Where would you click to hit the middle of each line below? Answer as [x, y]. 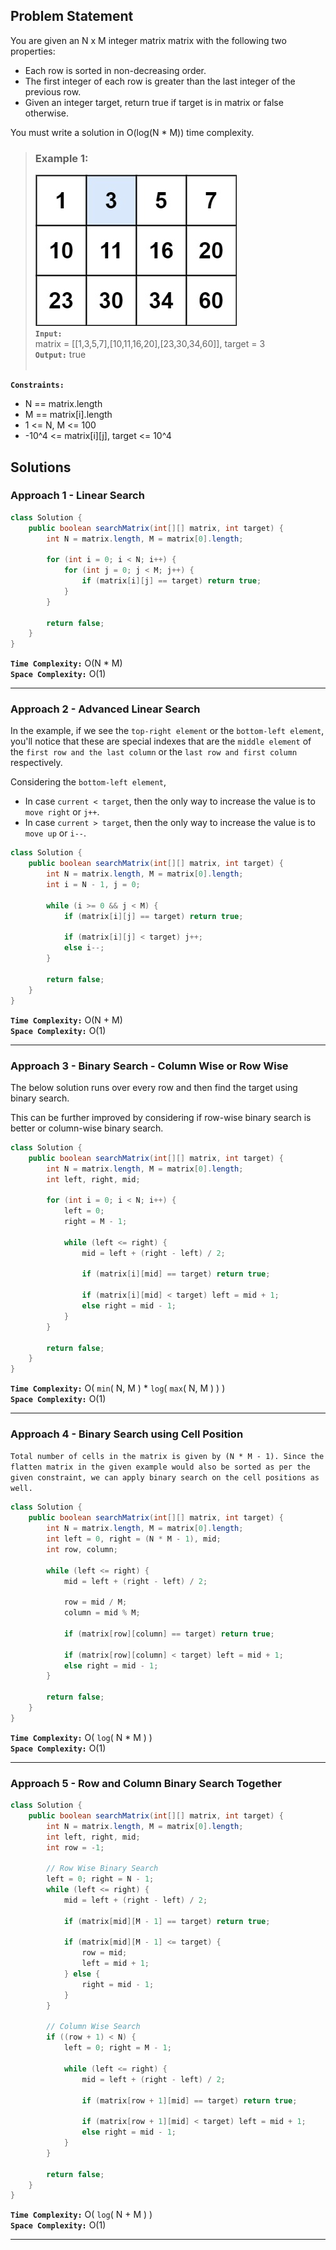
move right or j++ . [62, 812]
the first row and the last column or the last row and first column [154, 752]
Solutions [41, 467]
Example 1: [61, 158]
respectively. [36, 763]
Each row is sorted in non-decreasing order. [115, 70]
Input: [48, 334]
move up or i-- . [55, 833]
